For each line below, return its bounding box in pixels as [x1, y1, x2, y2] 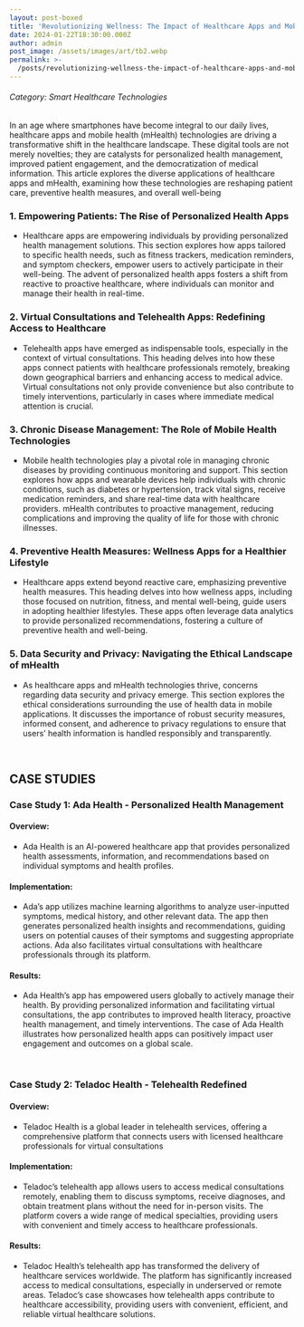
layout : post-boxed [9, 13, 83, 23]
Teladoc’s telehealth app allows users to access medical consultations [22, 1181, 285, 1192]
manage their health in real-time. [22, 288, 145, 299]
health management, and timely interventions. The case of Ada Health [22, 1019, 284, 1030]
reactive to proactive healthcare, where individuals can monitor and [22, 278, 274, 290]
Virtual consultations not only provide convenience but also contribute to [22, 381, 294, 392]
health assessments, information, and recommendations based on [22, 851, 270, 861]
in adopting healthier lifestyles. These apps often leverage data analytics [22, 606, 294, 617]
